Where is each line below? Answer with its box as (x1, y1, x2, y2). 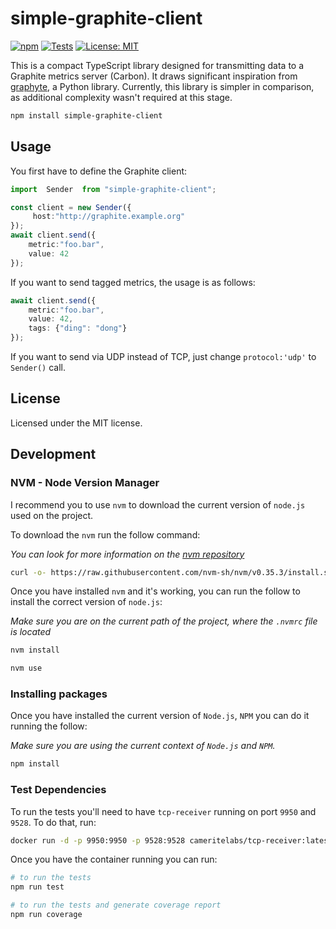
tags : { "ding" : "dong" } (28, 323, 128, 334)
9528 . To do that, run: (10, 816, 97, 828)
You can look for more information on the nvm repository (10, 548, 245, 560)
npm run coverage (10, 910, 83, 920)
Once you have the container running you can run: (10, 853, 218, 866)
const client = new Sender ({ (10, 202, 132, 212)
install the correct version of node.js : (10, 596, 163, 608)
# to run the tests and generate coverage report (10, 900, 222, 911)
